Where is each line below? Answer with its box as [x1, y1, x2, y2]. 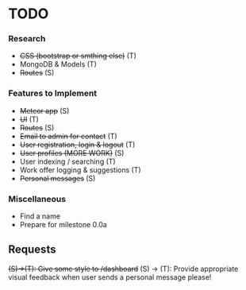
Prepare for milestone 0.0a [19, 220, 107, 230]
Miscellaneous [8, 193, 66, 204]
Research [8, 33, 46, 44]
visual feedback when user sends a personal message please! [8, 272, 212, 282]
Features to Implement [8, 88, 98, 99]
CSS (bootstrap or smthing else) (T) [19, 51, 136, 60]
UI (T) [19, 114, 40, 124]
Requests [8, 243, 56, 257]
